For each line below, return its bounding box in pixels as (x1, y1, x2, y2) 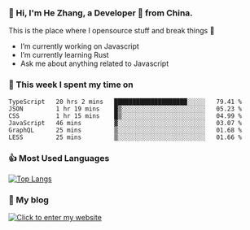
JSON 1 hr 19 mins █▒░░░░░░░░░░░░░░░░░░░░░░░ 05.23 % (8, 105, 243, 113)
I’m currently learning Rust (20, 50, 109, 60)
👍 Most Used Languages (8, 152, 110, 163)
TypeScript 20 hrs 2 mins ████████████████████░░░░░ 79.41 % (8, 98, 243, 106)
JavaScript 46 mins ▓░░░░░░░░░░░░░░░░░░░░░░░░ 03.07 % (8, 119, 243, 127)
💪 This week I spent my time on (8, 79, 134, 90)
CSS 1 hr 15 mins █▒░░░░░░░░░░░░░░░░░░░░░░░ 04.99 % (8, 111, 243, 120)
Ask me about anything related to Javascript (20, 59, 169, 68)
